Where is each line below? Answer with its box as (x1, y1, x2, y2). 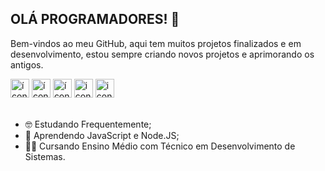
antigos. (10, 58, 44, 71)
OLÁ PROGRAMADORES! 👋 (10, 11, 180, 28)
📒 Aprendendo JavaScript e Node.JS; (24, 129, 180, 141)
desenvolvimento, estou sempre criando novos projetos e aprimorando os (10, 48, 315, 60)
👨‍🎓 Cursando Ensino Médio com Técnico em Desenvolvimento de (24, 140, 296, 152)
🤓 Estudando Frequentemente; (24, 118, 152, 130)
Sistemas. (24, 150, 66, 162)
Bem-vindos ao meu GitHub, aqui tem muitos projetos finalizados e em (10, 37, 302, 49)
